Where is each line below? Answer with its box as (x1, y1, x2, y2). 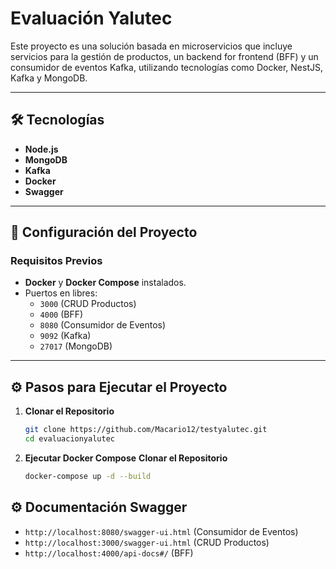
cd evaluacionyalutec (24, 434, 115, 444)
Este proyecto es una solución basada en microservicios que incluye (10, 40, 293, 52)
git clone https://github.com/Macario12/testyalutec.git (24, 425, 268, 435)
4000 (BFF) (39, 308, 84, 321)
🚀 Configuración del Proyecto (10, 224, 198, 241)
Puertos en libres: (24, 287, 98, 299)
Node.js (24, 143, 59, 155)
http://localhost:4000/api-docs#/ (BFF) (24, 547, 194, 559)
